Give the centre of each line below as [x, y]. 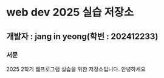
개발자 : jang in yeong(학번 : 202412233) [82, 36]
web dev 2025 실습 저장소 [70, 12]
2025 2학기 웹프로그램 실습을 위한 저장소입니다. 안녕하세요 [76, 69]
